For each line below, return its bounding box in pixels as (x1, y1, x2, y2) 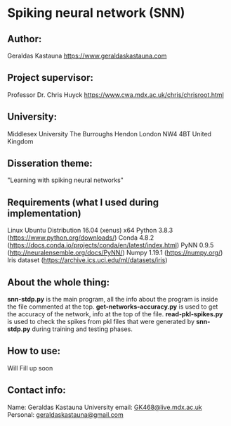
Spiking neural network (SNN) (7, 5, 185, 21)
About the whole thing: (7, 276, 110, 288)
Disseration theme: (7, 157, 93, 169)
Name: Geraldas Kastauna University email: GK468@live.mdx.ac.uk (7, 403, 202, 411)
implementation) (7, 207, 82, 219)
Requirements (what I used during (7, 196, 159, 208)
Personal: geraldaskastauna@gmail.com (7, 410, 124, 419)
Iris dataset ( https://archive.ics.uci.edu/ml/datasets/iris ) (7, 256, 168, 264)
